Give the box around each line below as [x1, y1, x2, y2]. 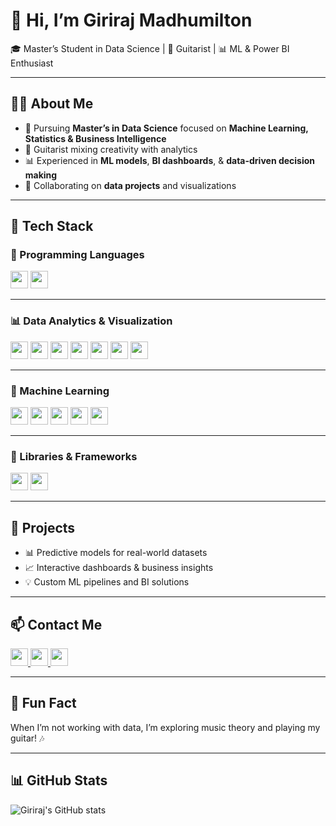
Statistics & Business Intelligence [24, 132, 167, 144]
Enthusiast [10, 57, 54, 69]
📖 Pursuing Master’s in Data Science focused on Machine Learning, [24, 122, 309, 134]
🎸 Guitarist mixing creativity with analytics [24, 143, 198, 155]
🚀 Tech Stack [10, 218, 94, 235]
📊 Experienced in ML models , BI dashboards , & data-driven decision [24, 154, 316, 166]
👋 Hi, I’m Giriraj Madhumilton [10, 9, 253, 32]
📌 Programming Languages [10, 248, 145, 262]
